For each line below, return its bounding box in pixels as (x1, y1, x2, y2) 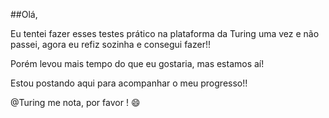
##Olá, (10, 9, 38, 20)
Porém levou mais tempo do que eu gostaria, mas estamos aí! (10, 58, 265, 69)
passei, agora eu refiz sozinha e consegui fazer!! (10, 39, 211, 50)
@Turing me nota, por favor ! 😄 (10, 97, 141, 108)
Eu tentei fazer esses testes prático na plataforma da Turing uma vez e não (10, 28, 320, 39)
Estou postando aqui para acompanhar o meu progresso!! (10, 77, 248, 89)
